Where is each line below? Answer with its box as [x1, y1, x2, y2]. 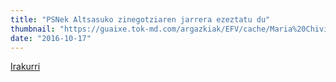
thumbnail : [10, 24, 56, 34]
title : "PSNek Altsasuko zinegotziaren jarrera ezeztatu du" [10, 14, 271, 25]
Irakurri [10, 61, 41, 73]
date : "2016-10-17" [10, 33, 92, 43]
